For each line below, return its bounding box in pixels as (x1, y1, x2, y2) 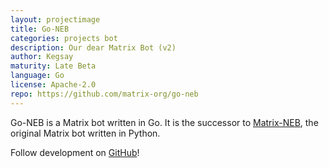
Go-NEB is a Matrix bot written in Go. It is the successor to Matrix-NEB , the (10, 116, 319, 128)
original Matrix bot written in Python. (10, 127, 161, 139)
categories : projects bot (10, 33, 118, 43)
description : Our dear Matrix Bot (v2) (10, 42, 177, 53)
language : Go (10, 71, 65, 81)
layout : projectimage (10, 14, 101, 25)
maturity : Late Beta (10, 61, 97, 71)
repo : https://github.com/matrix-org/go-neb (10, 89, 199, 99)
